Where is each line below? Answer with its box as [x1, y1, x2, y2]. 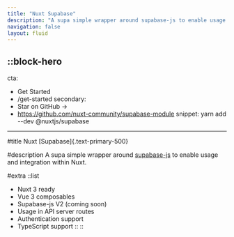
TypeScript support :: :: [17, 222, 84, 231]
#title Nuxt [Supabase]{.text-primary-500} [7, 137, 129, 146]
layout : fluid [7, 29, 49, 37]
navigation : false [7, 23, 61, 30]
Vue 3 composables [17, 192, 75, 201]
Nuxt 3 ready [17, 185, 56, 194]
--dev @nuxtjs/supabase [17, 117, 89, 125]
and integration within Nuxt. [7, 158, 87, 167]
